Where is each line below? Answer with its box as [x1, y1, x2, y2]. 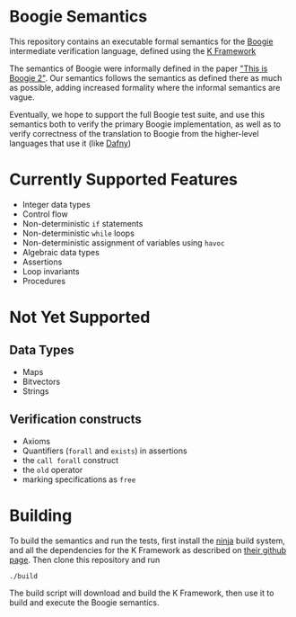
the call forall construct [22, 454, 119, 465]
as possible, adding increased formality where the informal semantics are [9, 82, 281, 93]
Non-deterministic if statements [22, 218, 144, 228]
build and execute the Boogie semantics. [9, 596, 160, 608]
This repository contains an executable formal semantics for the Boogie [9, 36, 274, 47]
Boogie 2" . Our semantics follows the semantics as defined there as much [9, 72, 283, 83]
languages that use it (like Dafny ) [9, 138, 132, 148]
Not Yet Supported [9, 308, 151, 327]
